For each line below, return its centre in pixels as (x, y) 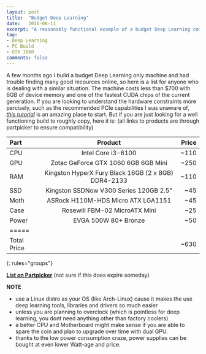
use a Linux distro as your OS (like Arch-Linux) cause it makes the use (104, 299)
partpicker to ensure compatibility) (50, 127)
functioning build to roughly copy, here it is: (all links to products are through (103, 121)
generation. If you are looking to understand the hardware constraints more (101, 101)
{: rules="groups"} (30, 263)
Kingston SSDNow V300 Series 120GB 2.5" (109, 190)
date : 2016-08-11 (31, 23)
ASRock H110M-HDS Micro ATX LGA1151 (109, 200)
